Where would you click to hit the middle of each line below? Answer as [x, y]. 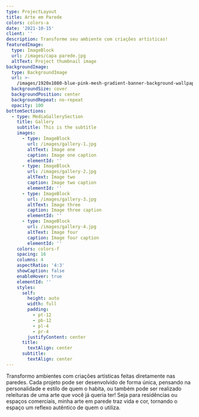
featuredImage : [25, 45]
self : [28, 293]
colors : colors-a [28, 23]
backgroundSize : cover [39, 89]
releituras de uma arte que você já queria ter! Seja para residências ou [92, 394]
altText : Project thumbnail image [54, 61]
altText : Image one [52, 149]
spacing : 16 [31, 254]
